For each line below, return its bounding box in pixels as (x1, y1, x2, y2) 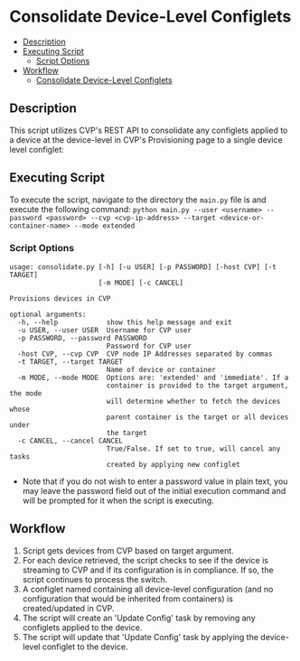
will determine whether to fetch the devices (106, 396, 281, 405)
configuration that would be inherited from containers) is (22, 593, 233, 604)
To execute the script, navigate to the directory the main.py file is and (9, 194, 267, 205)
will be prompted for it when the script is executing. (22, 495, 214, 506)
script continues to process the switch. (22, 573, 168, 584)
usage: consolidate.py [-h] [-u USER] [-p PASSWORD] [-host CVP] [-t (9, 262, 277, 272)
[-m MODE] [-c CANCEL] (98, 278, 183, 287)
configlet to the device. (42, 641, 128, 652)
